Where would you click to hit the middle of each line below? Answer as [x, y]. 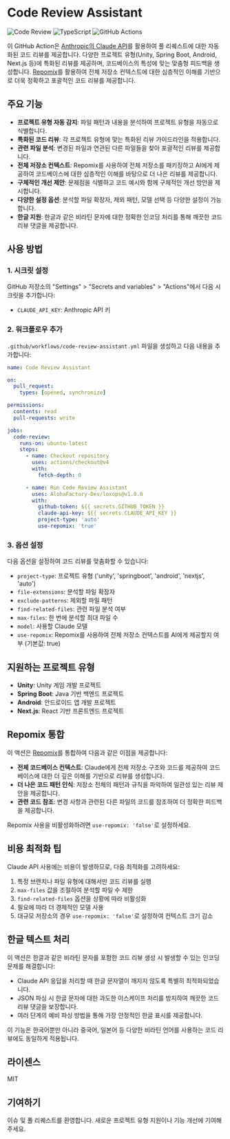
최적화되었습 [202, 981]
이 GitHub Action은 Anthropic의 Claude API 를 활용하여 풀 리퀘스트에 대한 [107, 45]
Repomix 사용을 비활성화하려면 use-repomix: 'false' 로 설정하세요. [99, 825]
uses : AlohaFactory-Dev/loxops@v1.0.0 [87, 494]
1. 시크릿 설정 [28, 271]
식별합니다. [32, 130]
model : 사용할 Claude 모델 [52, 626]
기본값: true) [43, 644]
